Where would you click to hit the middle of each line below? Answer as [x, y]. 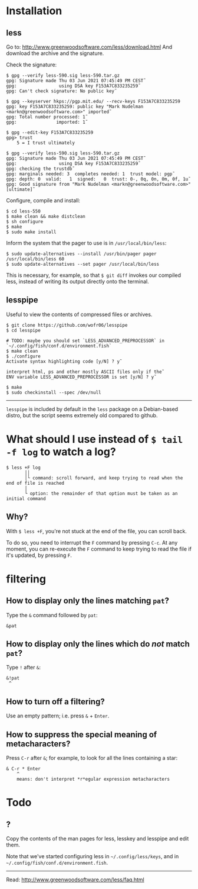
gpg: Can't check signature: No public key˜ [62, 91]
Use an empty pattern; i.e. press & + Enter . [58, 716]
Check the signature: [32, 65]
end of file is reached [35, 483]
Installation [34, 11]
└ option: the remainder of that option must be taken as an [101, 493]
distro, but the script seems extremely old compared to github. [82, 415]
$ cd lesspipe [24, 330]
